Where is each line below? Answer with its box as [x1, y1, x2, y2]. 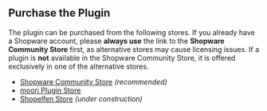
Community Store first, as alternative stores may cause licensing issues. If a [8, 44, 260, 54]
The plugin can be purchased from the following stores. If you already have [8, 27, 255, 37]
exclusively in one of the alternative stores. [8, 61, 149, 71]
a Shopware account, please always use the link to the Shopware [8, 36, 225, 46]
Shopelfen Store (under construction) [19, 93, 143, 103]
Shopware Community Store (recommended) [19, 77, 167, 86]
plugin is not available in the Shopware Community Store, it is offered [8, 53, 236, 62]
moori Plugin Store [19, 85, 81, 95]
